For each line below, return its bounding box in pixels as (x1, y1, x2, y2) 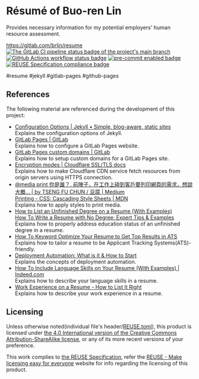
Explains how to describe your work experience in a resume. (14, 290, 163, 297)
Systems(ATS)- (154, 239, 191, 246)
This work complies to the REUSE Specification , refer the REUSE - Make (6, 353, 182, 361)
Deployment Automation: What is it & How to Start (14, 252, 137, 259)
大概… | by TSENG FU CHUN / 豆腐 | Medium (14, 188, 125, 195)
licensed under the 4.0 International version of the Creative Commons (6, 329, 177, 336)
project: (6, 111, 26, 118)
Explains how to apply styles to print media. (14, 201, 122, 208)
